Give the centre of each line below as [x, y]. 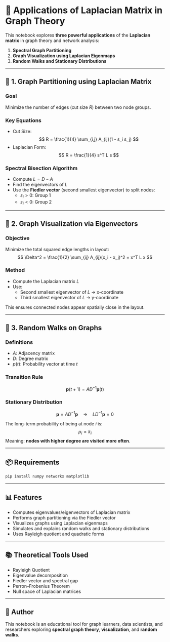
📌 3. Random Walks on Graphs [54, 328]
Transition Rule [24, 377]
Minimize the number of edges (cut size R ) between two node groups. [78, 107]
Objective [17, 238]
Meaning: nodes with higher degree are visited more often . [68, 441]
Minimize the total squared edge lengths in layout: [57, 249]
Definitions [19, 342]
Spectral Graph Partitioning [42, 50]
